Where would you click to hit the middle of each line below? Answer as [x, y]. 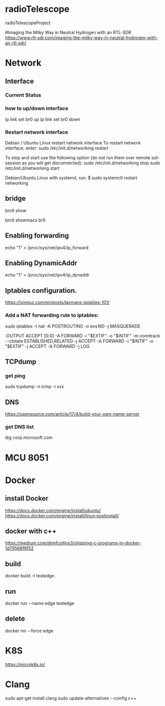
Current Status [23, 95]
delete [15, 619]
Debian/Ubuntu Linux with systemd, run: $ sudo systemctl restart [71, 178]
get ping [15, 376]
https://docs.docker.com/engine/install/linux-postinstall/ [62, 516]
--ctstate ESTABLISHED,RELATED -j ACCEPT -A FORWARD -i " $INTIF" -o [79, 341]
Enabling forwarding [37, 236]
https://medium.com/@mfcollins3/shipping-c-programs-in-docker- [73, 543]
